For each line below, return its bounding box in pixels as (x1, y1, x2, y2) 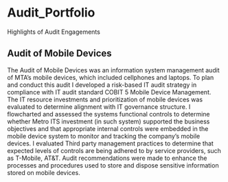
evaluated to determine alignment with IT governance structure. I (7, 102, 191, 111)
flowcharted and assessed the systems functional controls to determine (7, 110, 211, 118)
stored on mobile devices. (7, 168, 80, 176)
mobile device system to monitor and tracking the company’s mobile (7, 132, 201, 140)
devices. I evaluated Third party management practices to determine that (7, 139, 214, 148)
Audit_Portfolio (7, 5, 95, 21)
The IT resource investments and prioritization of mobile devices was (7, 95, 203, 103)
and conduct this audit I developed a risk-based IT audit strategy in (7, 81, 197, 89)
